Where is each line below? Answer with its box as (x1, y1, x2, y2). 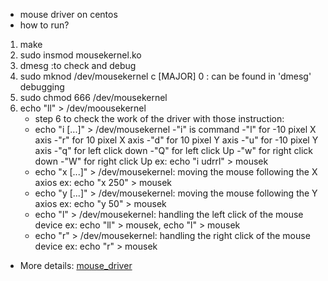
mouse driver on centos (19, 9, 118, 20)
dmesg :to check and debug (19, 60, 137, 71)
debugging (19, 81, 65, 93)
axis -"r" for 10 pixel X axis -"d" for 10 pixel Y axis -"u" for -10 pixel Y (34, 134, 319, 146)
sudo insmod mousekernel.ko (19, 49, 142, 61)
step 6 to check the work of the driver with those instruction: (34, 113, 285, 124)
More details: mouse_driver (19, 260, 133, 271)
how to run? (19, 19, 70, 31)
